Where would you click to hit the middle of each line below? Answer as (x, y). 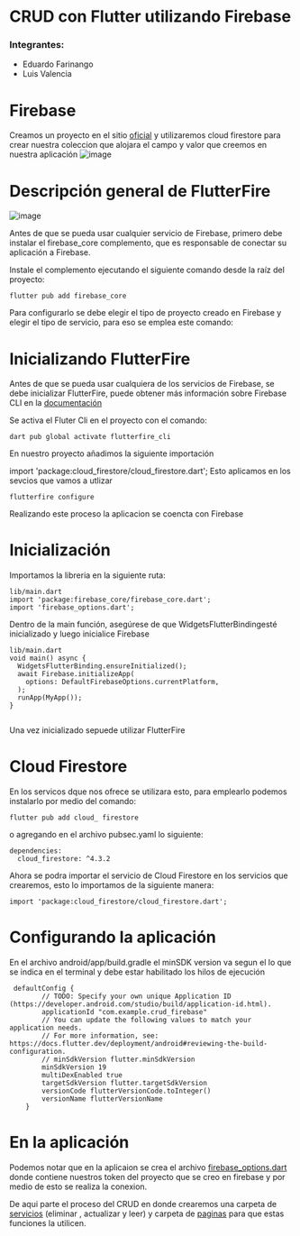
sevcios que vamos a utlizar (61, 481)
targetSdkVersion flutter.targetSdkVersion (124, 1084)
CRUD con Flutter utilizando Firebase (150, 17)
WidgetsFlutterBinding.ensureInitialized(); (102, 666)
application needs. (46, 1028)
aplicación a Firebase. (50, 252)
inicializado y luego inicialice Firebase (80, 634)
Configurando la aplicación (113, 937)
